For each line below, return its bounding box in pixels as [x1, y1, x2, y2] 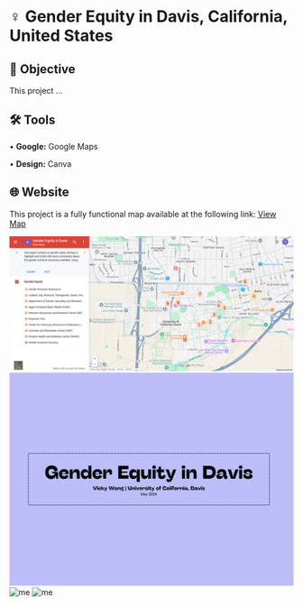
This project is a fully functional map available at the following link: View [9, 208, 277, 219]
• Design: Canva [9, 158, 72, 169]
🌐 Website [9, 185, 69, 200]
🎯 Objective [9, 61, 76, 77]
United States [9, 25, 114, 46]
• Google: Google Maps [9, 141, 98, 151]
